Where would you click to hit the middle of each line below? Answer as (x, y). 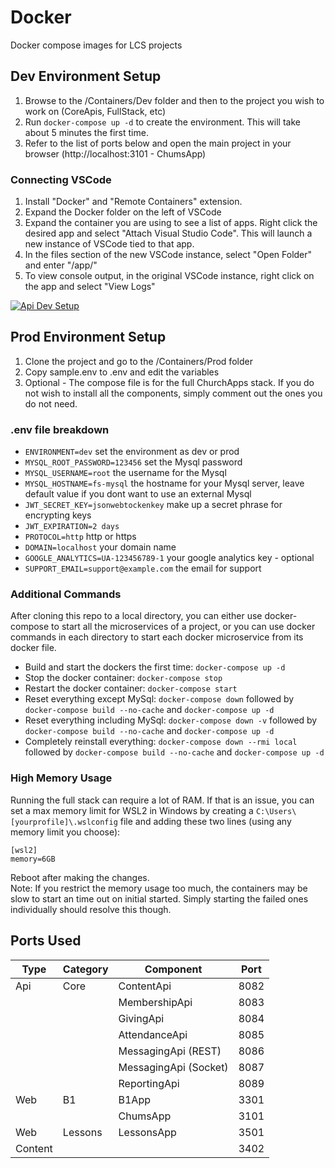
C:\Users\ (276, 811)
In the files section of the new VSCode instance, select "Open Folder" (168, 255)
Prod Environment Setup (88, 337)
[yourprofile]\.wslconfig (64, 822)
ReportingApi (149, 1083)
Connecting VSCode (61, 179)
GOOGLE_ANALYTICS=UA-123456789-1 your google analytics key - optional (169, 558)
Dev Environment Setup (86, 76)
